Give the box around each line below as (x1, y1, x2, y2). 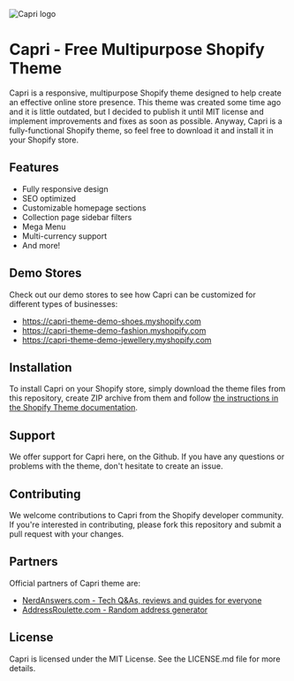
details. (9, 662, 36, 673)
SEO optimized (21, 193, 77, 203)
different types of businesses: (9, 298, 118, 309)
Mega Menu (21, 221, 66, 232)
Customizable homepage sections (21, 203, 147, 213)
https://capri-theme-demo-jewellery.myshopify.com (21, 334, 212, 345)
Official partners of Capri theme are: (9, 578, 141, 588)
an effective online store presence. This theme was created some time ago (9, 96, 282, 107)
